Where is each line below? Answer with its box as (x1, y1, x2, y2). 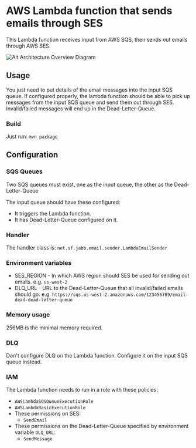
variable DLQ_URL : (14, 429, 56, 436)
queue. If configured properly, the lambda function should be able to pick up (6, 92, 190, 99)
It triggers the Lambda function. (14, 210, 91, 217)
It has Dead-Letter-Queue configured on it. (14, 216, 118, 223)
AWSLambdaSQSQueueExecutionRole (14, 399, 94, 405)
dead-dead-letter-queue (14, 297, 73, 303)
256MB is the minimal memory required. (6, 324, 103, 331)
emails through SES (6, 16, 104, 30)
